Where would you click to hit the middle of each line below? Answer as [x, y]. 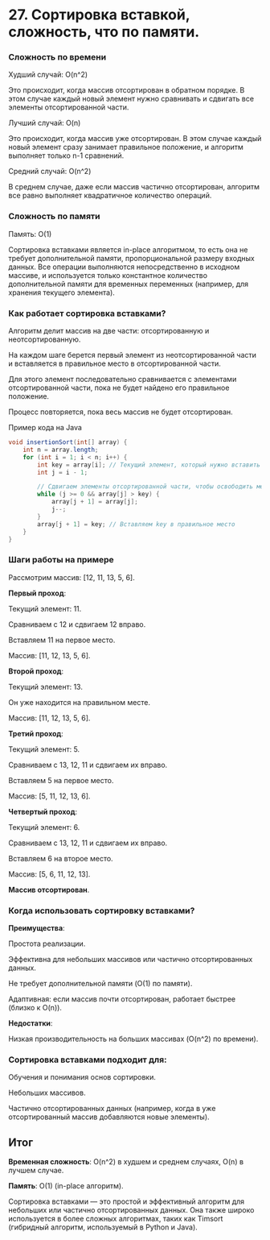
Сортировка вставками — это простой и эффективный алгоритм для [127, 1201]
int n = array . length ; [61, 450]
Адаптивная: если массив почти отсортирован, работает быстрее [122, 999]
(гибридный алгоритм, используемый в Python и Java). [103, 1227]
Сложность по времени [57, 57]
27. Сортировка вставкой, [99, 15]
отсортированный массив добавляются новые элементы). [109, 1117]
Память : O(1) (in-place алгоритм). [66, 1186]
